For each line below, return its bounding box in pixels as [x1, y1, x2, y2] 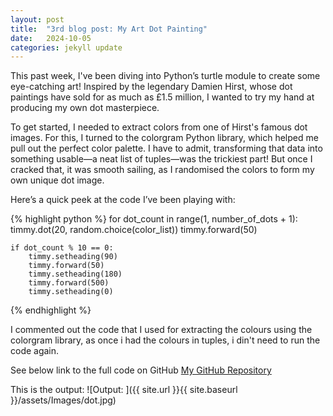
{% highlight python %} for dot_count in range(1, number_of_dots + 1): [10, 213, 298, 225]
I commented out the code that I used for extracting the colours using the [10, 324, 313, 336]
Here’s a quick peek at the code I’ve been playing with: [10, 194, 236, 206]
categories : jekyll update [10, 42, 123, 53]
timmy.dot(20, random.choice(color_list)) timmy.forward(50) [10, 224, 258, 236]
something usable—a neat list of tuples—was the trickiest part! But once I [10, 153, 313, 165]
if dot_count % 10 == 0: [10, 243, 114, 253]
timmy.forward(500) [28, 278, 110, 288]
